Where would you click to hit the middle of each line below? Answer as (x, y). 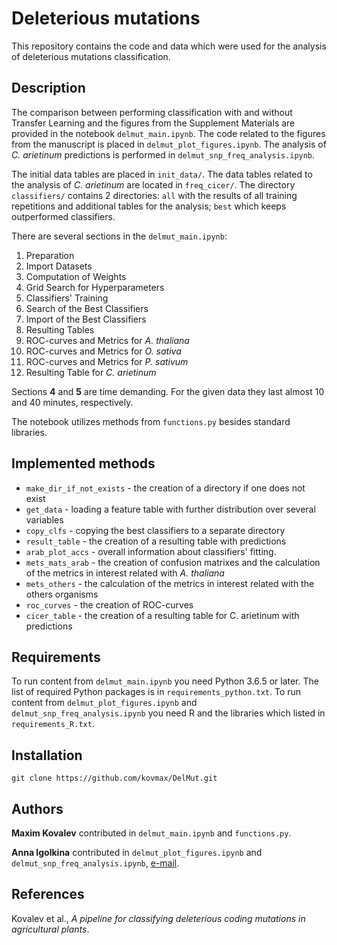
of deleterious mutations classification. (91, 56)
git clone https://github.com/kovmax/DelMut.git (114, 778)
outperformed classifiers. (63, 216)
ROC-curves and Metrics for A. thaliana (107, 340)
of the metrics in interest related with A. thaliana (125, 573)
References (48, 894)
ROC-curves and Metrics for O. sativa (103, 351)
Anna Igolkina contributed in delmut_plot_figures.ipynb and (137, 852)
